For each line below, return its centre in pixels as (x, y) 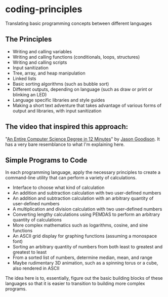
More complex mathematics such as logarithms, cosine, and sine (80, 225)
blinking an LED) (30, 94)
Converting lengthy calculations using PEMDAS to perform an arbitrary (86, 214)
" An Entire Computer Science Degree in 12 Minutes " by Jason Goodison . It (83, 139)
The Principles (29, 39)
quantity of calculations (37, 220)
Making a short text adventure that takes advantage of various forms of (87, 105)
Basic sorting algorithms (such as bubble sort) (61, 84)
